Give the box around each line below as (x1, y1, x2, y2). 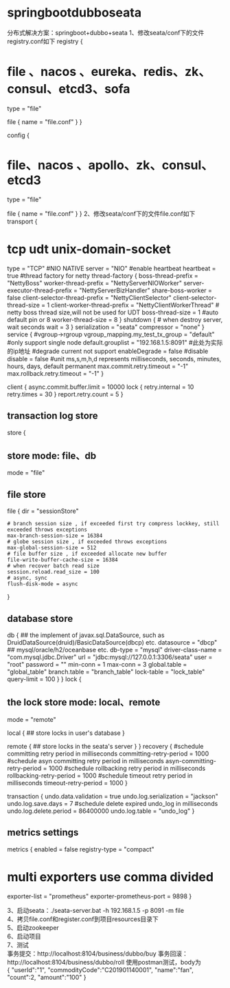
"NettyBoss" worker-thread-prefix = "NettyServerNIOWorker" (7, 279, 183, 287)
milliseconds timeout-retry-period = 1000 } (7, 778, 128, 787)
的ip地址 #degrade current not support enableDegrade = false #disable (7, 347, 209, 355)
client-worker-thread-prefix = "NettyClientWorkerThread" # (51, 301, 220, 309)
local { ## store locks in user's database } (7, 729, 126, 737)
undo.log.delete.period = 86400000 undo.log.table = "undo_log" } (7, 807, 195, 815)
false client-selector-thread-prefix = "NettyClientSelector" (7, 293, 172, 301)
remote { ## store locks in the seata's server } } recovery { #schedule (7, 742, 204, 750)
